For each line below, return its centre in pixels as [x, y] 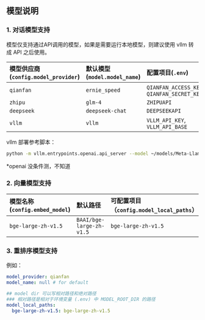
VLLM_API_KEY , [166, 120]
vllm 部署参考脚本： [31, 142]
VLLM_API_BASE [167, 127]
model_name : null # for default [47, 283]
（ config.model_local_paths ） [154, 210]
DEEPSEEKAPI [164, 111]
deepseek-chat [106, 111]
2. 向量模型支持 [29, 184]
